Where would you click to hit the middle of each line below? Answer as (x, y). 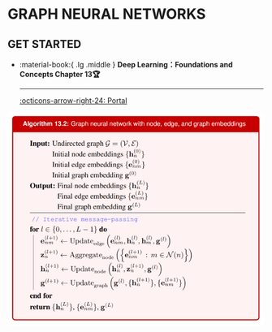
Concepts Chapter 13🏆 (60, 74)
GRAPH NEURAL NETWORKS (107, 14)
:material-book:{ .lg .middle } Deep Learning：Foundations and (126, 65)
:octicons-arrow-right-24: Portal (73, 101)
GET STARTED (45, 44)
